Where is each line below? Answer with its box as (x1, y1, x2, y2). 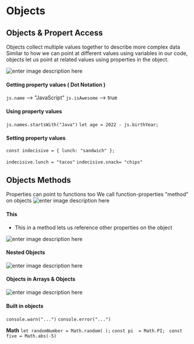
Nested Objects (6, 249, 46, 256)
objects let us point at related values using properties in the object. (6, 56, 169, 63)
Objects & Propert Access (6, 28, 104, 38)
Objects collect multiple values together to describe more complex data (6, 43, 180, 50)
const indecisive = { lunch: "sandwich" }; (6, 147, 115, 153)
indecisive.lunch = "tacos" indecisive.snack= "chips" (6, 159, 143, 165)
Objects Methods (6, 175, 72, 185)
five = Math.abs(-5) (6, 333, 57, 339)
